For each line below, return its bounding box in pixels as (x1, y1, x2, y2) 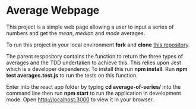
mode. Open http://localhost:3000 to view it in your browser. (6, 96, 154, 103)
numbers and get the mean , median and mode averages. (6, 29, 146, 36)
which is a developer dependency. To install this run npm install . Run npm (6, 65, 188, 72)
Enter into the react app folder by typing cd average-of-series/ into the (6, 83, 181, 90)
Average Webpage (6, 4, 100, 17)
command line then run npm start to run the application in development (6, 89, 181, 96)
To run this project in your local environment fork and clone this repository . (6, 41, 190, 48)
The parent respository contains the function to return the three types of (6, 52, 183, 60)
